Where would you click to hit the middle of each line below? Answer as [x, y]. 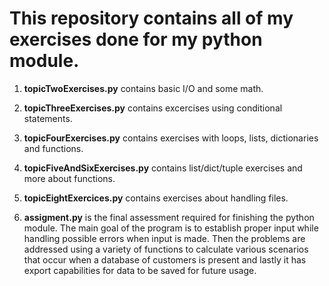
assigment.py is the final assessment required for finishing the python [169, 217]
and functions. [53, 148]
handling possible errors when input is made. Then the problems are [164, 238]
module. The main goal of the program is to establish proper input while [171, 228]
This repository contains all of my [151, 18]
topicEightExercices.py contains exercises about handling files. [156, 198]
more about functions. [69, 178]
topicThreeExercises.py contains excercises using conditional [153, 108]
